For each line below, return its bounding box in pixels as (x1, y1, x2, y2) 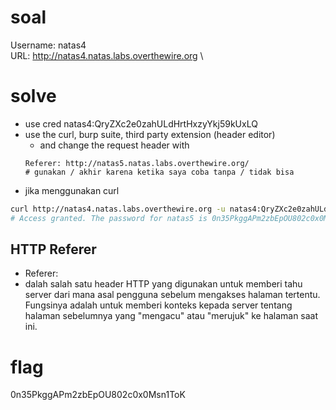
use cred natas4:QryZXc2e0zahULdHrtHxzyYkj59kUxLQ (24, 117, 258, 130)
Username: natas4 (10, 39, 87, 51)
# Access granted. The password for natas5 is (10, 213, 208, 223)
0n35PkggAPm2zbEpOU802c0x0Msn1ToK (10, 389, 186, 401)
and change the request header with (39, 139, 190, 151)
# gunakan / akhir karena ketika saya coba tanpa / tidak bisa (24, 167, 295, 177)
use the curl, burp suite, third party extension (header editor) (24, 128, 276, 140)
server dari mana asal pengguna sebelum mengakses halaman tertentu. (24, 289, 321, 301)
